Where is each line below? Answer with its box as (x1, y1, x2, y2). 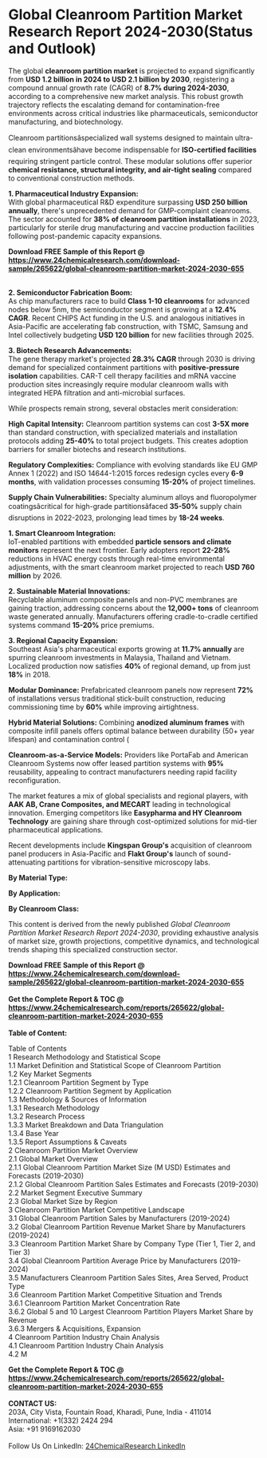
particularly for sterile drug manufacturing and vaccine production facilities (8, 222, 255, 232)
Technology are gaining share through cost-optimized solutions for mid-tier (8, 816, 257, 826)
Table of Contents (8, 1043, 68, 1053)
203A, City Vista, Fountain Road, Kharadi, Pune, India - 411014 (8, 1407, 212, 1416)
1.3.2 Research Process (8, 1111, 85, 1121)
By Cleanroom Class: (8, 904, 80, 913)
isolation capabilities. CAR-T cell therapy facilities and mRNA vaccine (8, 371, 237, 380)
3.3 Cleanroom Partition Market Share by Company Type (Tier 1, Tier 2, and (8, 1238, 256, 1248)
